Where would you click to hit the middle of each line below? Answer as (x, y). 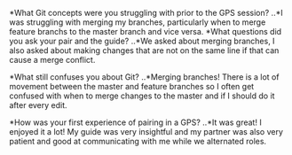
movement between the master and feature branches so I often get (132, 86)
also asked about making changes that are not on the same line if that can (144, 50)
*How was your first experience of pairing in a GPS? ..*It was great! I (135, 122)
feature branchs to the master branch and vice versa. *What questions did (146, 31)
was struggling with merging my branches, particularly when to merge (138, 22)
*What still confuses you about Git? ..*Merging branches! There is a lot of (144, 77)
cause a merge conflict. (52, 60)
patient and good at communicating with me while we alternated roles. (138, 141)
